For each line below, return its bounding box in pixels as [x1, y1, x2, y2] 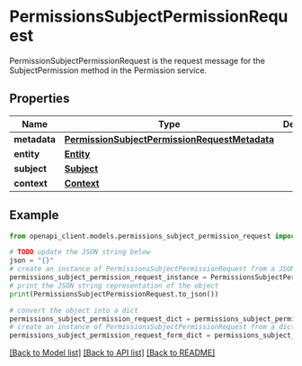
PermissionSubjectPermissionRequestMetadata [64, 133, 274, 145]
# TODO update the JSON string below [9, 248, 151, 257]
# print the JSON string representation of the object [9, 281, 219, 290]
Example [9, 207, 59, 223]
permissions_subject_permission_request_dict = [9, 314, 191, 324]
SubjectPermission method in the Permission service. [9, 65, 208, 76]
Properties [9, 91, 70, 106]
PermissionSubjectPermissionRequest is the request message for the [9, 55, 265, 66]
